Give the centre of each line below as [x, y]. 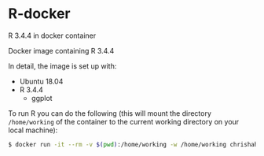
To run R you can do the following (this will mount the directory [110, 113]
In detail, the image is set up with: [62, 66]
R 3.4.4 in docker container [52, 35]
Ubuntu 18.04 [41, 81]
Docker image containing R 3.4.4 [61, 50]
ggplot [42, 98]
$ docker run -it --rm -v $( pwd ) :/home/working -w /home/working [117, 144]
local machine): [33, 130]
